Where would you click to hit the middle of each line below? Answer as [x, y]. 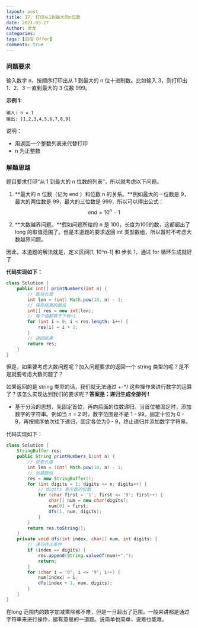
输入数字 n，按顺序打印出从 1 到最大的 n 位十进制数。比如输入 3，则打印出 [97, 81]
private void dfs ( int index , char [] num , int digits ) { [87, 539]
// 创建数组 [40, 473]
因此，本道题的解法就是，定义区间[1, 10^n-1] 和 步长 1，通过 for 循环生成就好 [99, 252]
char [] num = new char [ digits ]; [88, 501]
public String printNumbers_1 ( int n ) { [66, 457]
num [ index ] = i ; [58, 578]
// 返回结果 [40, 338]
